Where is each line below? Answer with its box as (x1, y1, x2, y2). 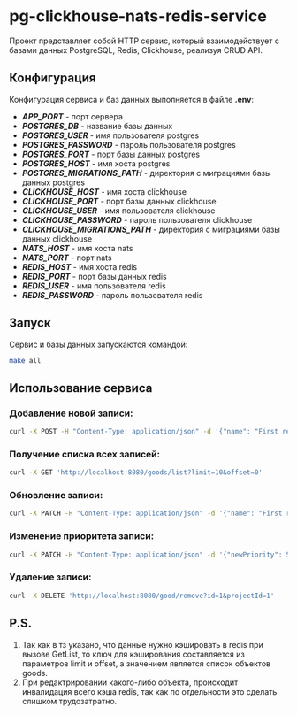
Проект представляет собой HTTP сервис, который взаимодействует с (9, 35, 280, 46)
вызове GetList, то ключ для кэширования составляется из (21, 649, 245, 659)
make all (9, 356, 42, 365)
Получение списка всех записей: (9, 448, 161, 460)
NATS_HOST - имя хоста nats (21, 242, 133, 253)
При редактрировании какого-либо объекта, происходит (21, 677, 239, 688)
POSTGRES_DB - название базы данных (21, 120, 173, 131)
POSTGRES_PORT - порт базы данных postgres (21, 149, 201, 159)
